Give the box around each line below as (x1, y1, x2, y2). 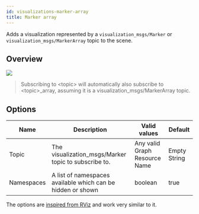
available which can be (51, 178, 115, 187)
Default (168, 126, 190, 134)
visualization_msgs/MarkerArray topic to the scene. (6, 37, 133, 44)
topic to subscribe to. (51, 158, 111, 166)
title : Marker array (6, 14, 57, 20)
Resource (134, 154, 161, 162)
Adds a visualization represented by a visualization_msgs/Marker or (6, 30, 173, 37)
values (139, 129, 159, 138)
